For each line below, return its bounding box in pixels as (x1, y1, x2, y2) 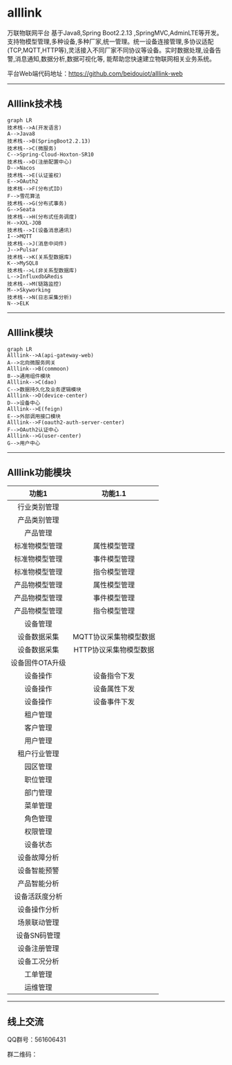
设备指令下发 (93, 671, 135, 681)
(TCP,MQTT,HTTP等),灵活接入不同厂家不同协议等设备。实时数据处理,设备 (7, 46, 215, 54)
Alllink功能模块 (7, 466, 71, 478)
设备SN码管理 (16, 931, 61, 940)
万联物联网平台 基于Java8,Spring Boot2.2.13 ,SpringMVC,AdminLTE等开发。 (7, 28, 223, 37)
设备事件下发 (93, 697, 135, 707)
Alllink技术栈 (7, 98, 62, 110)
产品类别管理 (17, 515, 59, 525)
